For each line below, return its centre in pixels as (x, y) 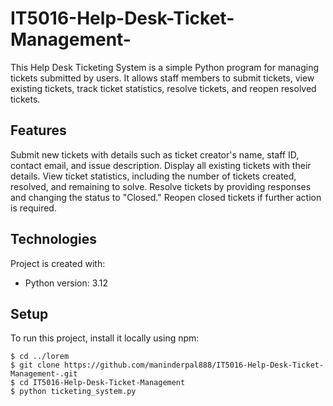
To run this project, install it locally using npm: (105, 338)
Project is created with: (58, 263)
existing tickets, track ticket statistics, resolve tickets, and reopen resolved (163, 88)
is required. (33, 208)
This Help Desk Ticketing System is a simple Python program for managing (165, 67)
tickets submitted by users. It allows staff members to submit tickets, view (162, 78)
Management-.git (44, 374)
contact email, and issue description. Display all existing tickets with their (161, 165)
